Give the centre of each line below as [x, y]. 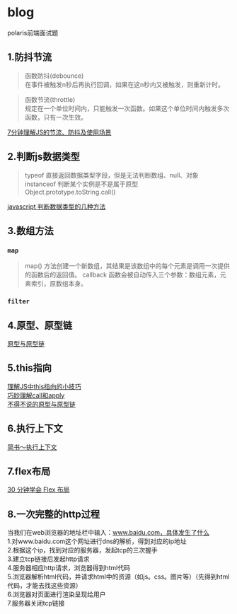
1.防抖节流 [30, 57]
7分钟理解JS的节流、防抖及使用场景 [59, 132]
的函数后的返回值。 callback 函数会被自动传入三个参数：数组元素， [122, 275]
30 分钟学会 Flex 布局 [39, 490]
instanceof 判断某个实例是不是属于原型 [81, 184]
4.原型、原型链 [40, 325]
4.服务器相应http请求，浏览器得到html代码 [69, 568]
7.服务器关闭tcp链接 [36, 603]
